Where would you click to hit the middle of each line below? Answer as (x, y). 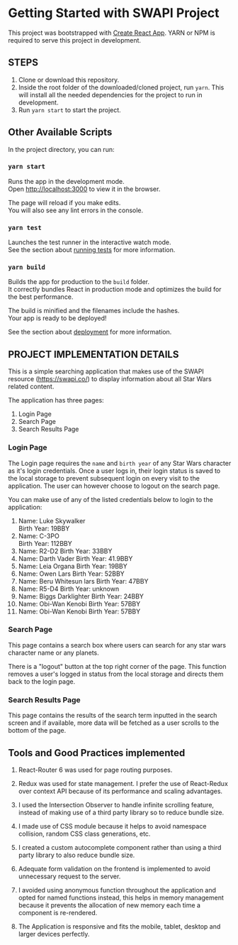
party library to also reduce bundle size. (76, 855)
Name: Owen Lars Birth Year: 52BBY (71, 574)
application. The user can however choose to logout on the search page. (114, 486)
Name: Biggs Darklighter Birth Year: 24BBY (81, 596)
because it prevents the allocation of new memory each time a (109, 905)
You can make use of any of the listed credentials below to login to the (110, 499)
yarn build (27, 267)
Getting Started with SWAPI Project (114, 13)
